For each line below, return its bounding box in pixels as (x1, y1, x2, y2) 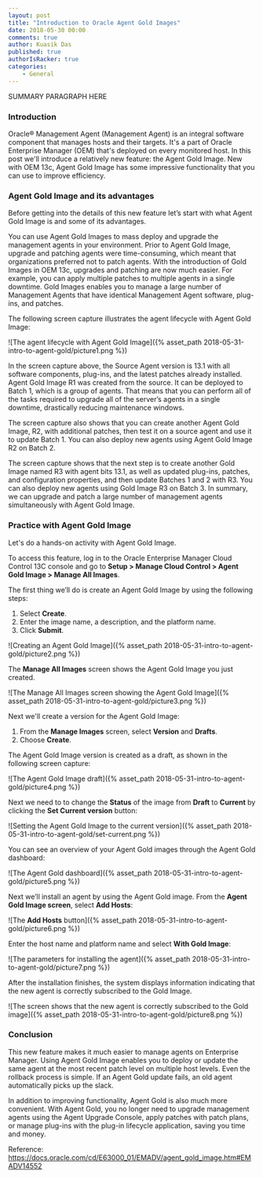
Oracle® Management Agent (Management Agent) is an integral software (8, 129, 245, 138)
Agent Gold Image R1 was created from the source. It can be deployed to (8, 378, 243, 388)
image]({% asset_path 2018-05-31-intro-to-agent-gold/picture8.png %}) (8, 1010, 243, 1019)
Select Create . (19, 609, 67, 618)
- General (22, 70, 55, 78)
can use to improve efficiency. (8, 171, 106, 180)
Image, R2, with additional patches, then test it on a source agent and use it (8, 426, 252, 436)
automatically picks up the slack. (8, 1080, 114, 1090)
